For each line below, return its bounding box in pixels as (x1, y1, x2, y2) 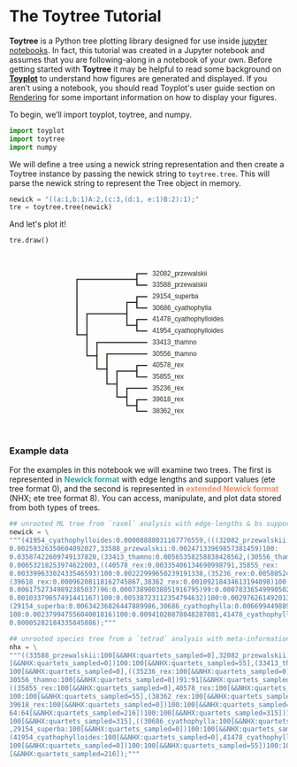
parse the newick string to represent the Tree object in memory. (9, 177, 241, 188)
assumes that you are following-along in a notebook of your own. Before (9, 54, 272, 65)
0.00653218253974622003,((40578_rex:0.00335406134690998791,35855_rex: (9, 561, 278, 569)
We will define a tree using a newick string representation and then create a (9, 159, 285, 169)
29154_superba (151, 292, 199, 301)
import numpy (9, 143, 57, 151)
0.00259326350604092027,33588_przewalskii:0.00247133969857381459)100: (9, 545, 278, 554)
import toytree (9, 135, 65, 143)
